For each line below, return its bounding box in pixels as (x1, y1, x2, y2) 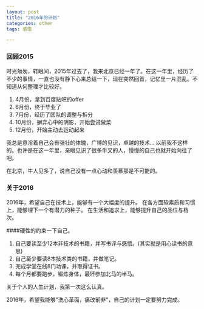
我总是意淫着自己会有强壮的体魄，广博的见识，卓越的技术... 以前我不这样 (6, 139, 188, 146)
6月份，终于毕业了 (15, 103, 62, 110)
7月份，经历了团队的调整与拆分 (15, 111, 93, 118)
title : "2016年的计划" (6, 15, 60, 21)
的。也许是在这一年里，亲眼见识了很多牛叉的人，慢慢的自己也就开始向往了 (6, 147, 192, 154)
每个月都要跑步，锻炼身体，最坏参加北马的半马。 (15, 270, 138, 277)
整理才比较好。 (27, 83, 65, 90)
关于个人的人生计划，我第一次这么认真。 (6, 283, 107, 290)
